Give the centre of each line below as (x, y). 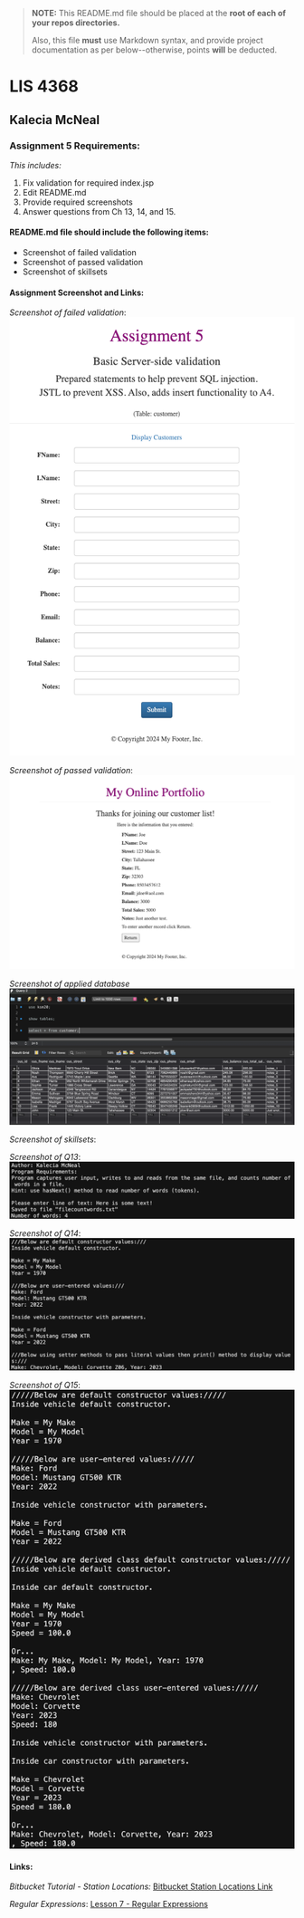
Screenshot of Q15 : (45, 1385)
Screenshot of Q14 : (45, 1233)
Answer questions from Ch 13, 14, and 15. (99, 211)
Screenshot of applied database (70, 983)
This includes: (35, 165)
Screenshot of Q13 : (45, 1157)
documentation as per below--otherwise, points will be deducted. (154, 50)
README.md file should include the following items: (109, 232)
